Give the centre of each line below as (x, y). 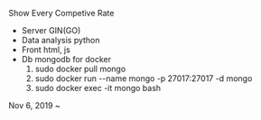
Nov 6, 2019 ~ (34, 106)
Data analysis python (61, 40)
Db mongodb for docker (66, 59)
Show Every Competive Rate (61, 13)
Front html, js (46, 50)
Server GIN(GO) (51, 30)
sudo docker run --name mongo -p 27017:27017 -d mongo (144, 78)
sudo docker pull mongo (80, 69)
